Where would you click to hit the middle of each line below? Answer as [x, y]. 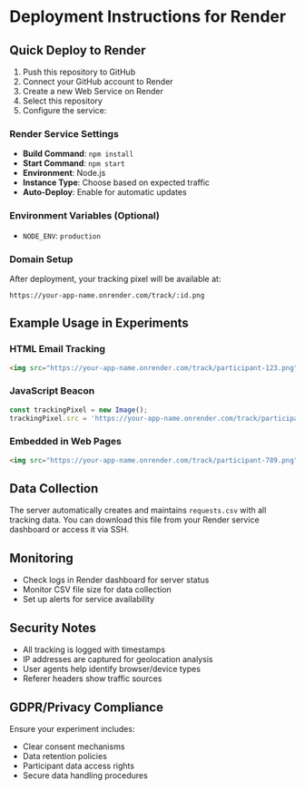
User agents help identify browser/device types [112, 669]
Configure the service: [64, 110]
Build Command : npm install [78, 154]
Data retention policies [64, 756]
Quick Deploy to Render [78, 50]
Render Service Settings [64, 133]
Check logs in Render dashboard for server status [116, 580]
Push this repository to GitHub [79, 72]
